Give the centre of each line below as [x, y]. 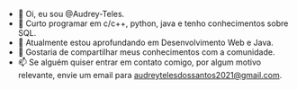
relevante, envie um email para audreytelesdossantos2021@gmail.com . [150, 75]
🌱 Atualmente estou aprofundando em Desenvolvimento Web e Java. [146, 42]
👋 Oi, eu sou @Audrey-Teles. [71, 14]
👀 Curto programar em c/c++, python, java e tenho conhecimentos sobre [153, 23]
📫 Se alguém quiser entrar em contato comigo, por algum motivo [139, 62]
